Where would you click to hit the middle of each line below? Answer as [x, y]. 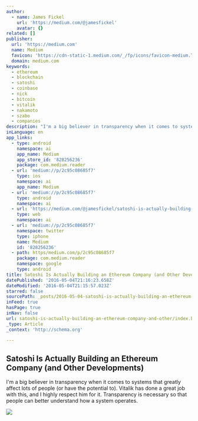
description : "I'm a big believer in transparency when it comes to [92, 127]
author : [16, 11]
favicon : [22, 55]
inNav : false [22, 313]
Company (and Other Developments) [75, 368]
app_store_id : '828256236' [50, 160]
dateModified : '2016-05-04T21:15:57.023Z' [59, 286]
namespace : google [39, 264]
